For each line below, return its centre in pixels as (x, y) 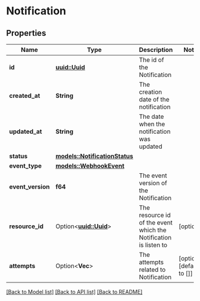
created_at (25, 96)
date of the (154, 99)
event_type (25, 166)
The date (151, 116)
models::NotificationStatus (94, 156)
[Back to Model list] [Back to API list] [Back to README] (74, 292)
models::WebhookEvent (90, 166)
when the (152, 124)
